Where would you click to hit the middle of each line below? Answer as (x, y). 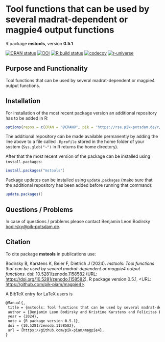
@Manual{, (16, 303)
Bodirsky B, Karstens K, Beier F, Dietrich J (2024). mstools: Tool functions (80, 263)
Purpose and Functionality (47, 69)
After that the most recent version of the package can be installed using (78, 156)
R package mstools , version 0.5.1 (39, 43)
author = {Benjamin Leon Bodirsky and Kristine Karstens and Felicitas (82, 312)
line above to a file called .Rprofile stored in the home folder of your (75, 142)
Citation (18, 242)
